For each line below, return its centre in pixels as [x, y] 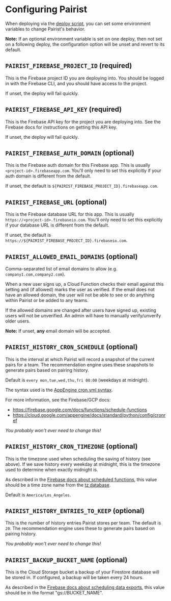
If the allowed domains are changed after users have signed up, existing [81, 310]
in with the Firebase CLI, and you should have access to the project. [76, 83]
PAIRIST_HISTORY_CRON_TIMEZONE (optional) [72, 447]
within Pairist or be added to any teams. [47, 300]
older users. [18, 321]
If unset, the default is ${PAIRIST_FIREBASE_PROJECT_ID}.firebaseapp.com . [82, 186]
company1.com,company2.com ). [35, 274]
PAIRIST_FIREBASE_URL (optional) [56, 202]
